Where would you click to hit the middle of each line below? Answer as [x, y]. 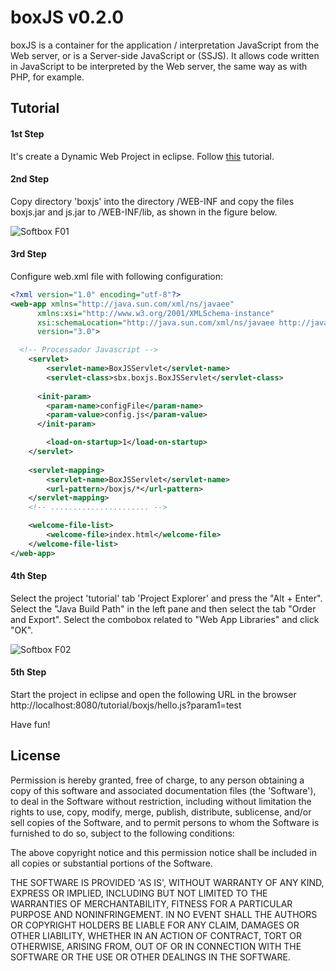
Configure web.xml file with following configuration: [117, 276]
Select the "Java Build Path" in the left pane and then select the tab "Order [163, 608]
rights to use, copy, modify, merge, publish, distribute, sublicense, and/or [161, 812]
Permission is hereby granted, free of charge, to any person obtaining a [157, 780]
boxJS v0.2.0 [67, 17]
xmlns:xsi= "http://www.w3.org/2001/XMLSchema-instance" [155, 313]
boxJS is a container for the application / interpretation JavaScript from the [165, 45]
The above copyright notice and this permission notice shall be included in [163, 852]
